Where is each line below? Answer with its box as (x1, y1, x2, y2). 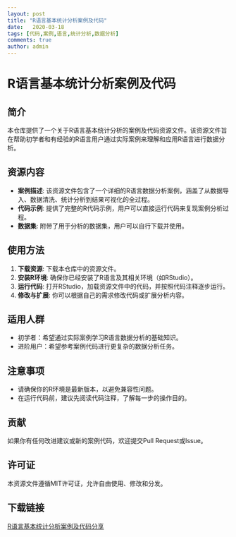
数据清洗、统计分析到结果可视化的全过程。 (30, 195, 154, 203)
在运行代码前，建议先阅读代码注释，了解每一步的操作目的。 (17, 394, 191, 402)
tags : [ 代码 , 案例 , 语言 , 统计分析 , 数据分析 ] (7, 30, 119, 37)
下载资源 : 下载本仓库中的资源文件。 (17, 264, 120, 272)
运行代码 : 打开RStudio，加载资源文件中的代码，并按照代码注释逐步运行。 (17, 282, 229, 290)
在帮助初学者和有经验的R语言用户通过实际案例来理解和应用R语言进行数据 (7, 135, 220, 143)
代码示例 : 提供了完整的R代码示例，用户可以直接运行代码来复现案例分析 (17, 204, 223, 212)
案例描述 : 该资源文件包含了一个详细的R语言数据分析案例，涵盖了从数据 (17, 186, 223, 195)
